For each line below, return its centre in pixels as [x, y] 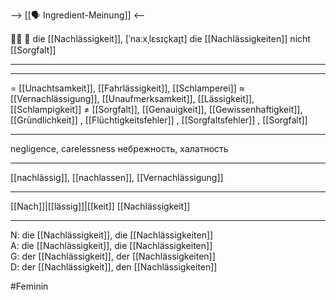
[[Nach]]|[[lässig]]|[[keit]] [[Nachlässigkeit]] [100, 206]
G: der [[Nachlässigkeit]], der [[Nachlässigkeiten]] [113, 256]
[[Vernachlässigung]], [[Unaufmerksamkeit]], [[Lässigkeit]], [132, 98]
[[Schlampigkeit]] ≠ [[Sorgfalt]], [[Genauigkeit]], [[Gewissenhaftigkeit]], [156, 109]
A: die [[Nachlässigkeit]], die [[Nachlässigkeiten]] [111, 245]
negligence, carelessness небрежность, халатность [119, 148]
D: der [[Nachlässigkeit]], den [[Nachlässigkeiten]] [114, 267]
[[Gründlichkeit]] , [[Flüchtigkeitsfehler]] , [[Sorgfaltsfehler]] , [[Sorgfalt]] [159, 120]
